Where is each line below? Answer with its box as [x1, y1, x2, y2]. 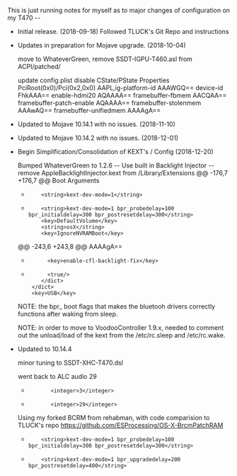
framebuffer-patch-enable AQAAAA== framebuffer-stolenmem [17, 99, 202, 107]
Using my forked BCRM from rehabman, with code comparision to [17, 414, 210, 421]
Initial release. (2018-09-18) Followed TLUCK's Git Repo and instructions [17, 28, 229, 35]
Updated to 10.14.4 [17, 345, 72, 353]
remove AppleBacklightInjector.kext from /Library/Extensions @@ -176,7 [17, 169, 229, 177]
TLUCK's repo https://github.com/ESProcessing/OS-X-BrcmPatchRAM [17, 421, 224, 429]
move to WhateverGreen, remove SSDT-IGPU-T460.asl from [17, 55, 193, 63]
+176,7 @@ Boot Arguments [17, 177, 100, 184]
